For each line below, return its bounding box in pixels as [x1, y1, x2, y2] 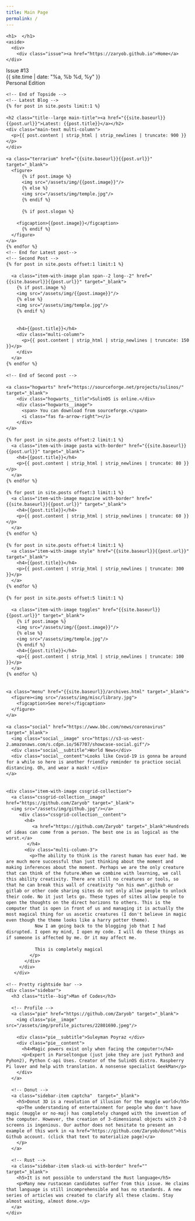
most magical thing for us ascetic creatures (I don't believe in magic [6, 911, 187, 917]
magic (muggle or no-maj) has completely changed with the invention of [6, 1110, 187, 1116]
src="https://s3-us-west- [81, 736, 145, 741]
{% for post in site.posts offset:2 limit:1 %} [6, 437, 124, 443]
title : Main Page [6, 9, 48, 15]
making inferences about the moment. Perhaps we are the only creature [6, 864, 184, 870]
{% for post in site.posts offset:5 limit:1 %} [6, 595, 124, 601]
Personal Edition [6, 79, 46, 86]
